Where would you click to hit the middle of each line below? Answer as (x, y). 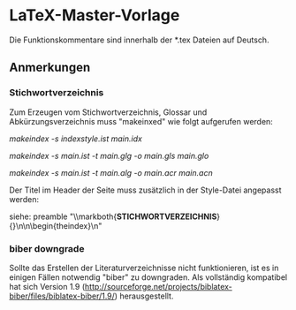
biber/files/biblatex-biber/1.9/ (62, 296)
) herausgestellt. (144, 296)
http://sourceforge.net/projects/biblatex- (158, 286)
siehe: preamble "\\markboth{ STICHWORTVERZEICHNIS (113, 216)
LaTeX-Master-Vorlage (95, 15)
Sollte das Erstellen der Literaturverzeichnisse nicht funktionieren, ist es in (144, 268)
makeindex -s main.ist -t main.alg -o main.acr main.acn (111, 172)
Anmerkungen (50, 68)
